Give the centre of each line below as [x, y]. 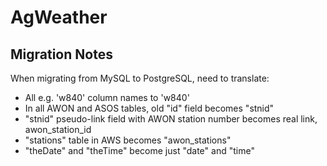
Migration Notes [61, 54]
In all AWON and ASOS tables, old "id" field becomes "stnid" [149, 108]
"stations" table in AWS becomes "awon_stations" [128, 140]
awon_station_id [58, 129]
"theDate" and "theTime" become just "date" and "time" [139, 150]
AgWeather [59, 17]
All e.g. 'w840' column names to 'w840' [107, 97]
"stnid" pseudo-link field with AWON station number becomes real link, [171, 119]
